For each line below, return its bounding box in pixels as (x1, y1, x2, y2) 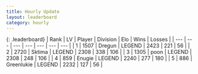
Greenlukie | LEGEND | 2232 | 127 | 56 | (6, 61, 103, 68)
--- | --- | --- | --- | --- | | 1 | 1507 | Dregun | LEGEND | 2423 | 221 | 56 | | (12, 42, 190, 49)
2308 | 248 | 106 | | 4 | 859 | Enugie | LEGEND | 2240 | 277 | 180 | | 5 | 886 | (6, 54, 193, 62)
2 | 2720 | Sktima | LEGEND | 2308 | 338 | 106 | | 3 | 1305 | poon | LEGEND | (6, 49, 192, 56)
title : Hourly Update (6, 8, 60, 15)
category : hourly (6, 20, 49, 25)
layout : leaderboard (6, 14, 58, 20)
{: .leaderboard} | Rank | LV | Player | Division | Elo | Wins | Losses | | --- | (6, 36, 186, 43)
